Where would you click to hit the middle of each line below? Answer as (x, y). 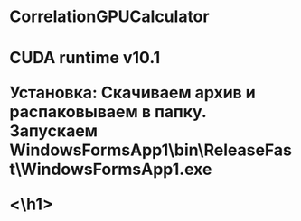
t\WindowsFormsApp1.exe (111, 170)
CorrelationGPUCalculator (109, 17)
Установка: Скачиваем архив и (132, 93)
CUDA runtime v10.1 (85, 58)
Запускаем (53, 131)
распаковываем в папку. (108, 112)
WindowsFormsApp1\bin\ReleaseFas (150, 150)
